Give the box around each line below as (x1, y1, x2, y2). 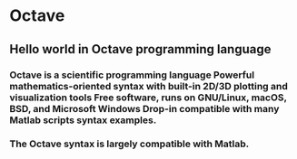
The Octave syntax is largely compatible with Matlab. (9, 137, 250, 150)
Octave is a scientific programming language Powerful (9, 69, 255, 81)
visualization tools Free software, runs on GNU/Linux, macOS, (9, 91, 288, 104)
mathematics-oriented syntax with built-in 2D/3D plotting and (9, 79, 289, 92)
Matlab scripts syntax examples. (9, 114, 157, 126)
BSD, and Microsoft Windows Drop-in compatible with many (9, 102, 280, 115)
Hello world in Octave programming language (9, 42, 272, 57)
